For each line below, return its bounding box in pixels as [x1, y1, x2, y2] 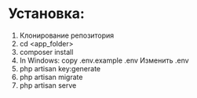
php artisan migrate [19, 72, 83, 82]
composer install [19, 47, 74, 56]
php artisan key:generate [19, 64, 101, 73]
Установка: [8, 5, 85, 23]
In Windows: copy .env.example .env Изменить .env [19, 56, 190, 65]
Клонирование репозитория [19, 31, 115, 40]
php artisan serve [19, 80, 77, 90]
